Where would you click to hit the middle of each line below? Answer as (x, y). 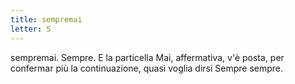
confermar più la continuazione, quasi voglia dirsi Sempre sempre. (147, 68)
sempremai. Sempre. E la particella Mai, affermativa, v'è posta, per (147, 57)
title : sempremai (46, 19)
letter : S (31, 29)
